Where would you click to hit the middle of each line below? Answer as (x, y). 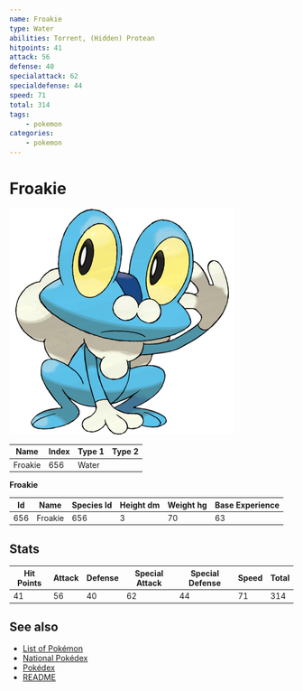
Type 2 (125, 452)
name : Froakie (36, 19)
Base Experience (247, 505)
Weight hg (187, 505)
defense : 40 (32, 67)
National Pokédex (55, 658)
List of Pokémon (53, 649)
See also (34, 626)
